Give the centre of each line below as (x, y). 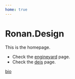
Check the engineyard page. (41, 57)
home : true (16, 10)
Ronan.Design (35, 33)
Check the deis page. (34, 62)
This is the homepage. (28, 47)
